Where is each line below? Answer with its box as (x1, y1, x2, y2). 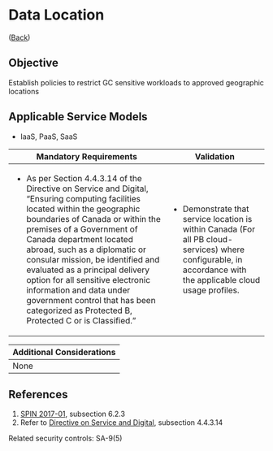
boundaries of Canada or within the (26, 213, 161, 224)
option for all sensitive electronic (26, 274, 151, 285)
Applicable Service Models (8, 110, 148, 124)
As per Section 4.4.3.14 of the (26, 172, 142, 184)
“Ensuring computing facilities (26, 193, 141, 204)
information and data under (26, 284, 131, 296)
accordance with (182, 264, 247, 275)
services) (182, 244, 219, 255)
